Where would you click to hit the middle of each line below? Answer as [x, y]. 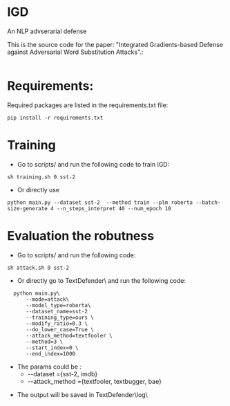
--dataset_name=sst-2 [57, 311]
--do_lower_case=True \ [60, 329]
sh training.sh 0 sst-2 [41, 177]
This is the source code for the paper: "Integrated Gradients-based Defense [115, 44]
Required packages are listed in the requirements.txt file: [88, 105]
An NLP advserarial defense [47, 31]
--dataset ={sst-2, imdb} [63, 373]
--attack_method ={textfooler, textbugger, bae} [95, 381]
